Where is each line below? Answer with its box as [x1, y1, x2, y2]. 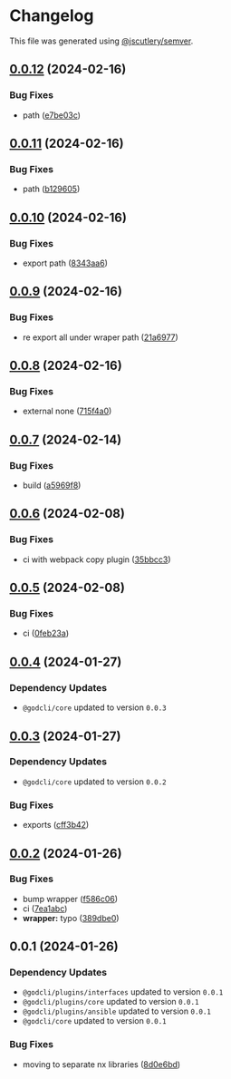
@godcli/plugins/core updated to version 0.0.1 [22, 996, 199, 1007]
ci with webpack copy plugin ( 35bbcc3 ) [22, 554, 171, 565]
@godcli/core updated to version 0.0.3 [22, 702, 168, 713]
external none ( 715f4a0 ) [22, 405, 112, 417]
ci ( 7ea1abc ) [22, 903, 68, 914]
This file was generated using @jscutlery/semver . [9, 35, 194, 46]
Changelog [9, 5, 94, 26]
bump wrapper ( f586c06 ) [22, 893, 119, 904]
